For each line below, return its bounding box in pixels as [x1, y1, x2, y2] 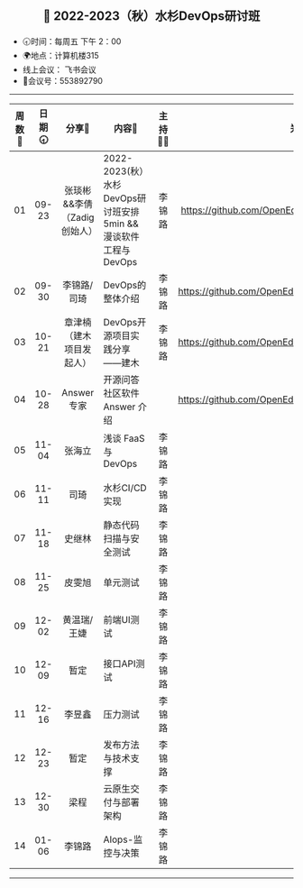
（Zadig [60, 211, 95, 224]
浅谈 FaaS [103, 432, 145, 444]
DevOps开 [103, 316, 147, 329]
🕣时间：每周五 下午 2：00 [22, 36, 122, 47]
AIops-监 [103, 833, 142, 846]
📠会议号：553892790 [22, 76, 104, 87]
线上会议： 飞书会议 [22, 64, 96, 75]
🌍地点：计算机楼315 [22, 50, 99, 61]
